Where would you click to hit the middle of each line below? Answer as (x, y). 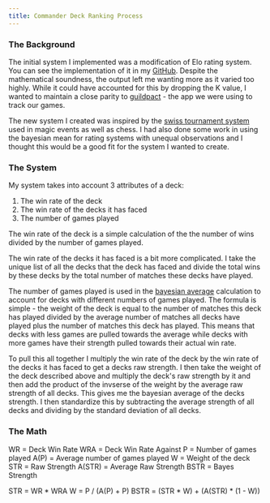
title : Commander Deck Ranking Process (76, 16)
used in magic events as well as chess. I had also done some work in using (133, 129)
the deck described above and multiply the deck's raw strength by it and (130, 376)
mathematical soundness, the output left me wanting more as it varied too (131, 79)
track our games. (37, 105)
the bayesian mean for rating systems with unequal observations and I (126, 138)
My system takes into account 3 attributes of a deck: (96, 185)
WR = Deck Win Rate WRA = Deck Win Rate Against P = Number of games (133, 449)
